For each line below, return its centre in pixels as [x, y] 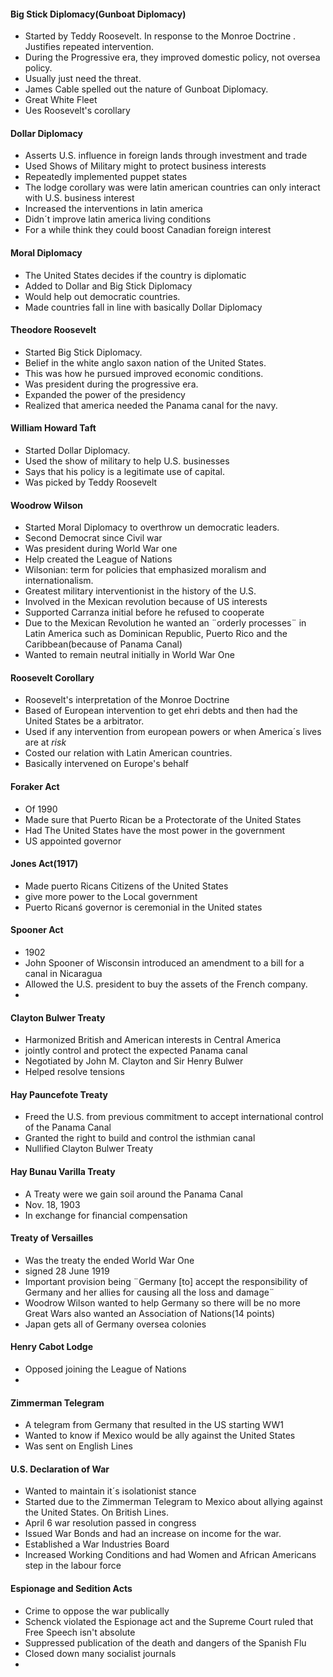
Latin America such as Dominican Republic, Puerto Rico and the [156, 634]
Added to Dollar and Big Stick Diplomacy [108, 286]
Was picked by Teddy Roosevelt [91, 482]
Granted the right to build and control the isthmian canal [140, 1138]
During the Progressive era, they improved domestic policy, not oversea [172, 57]
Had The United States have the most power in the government [155, 830]
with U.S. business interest [79, 198]
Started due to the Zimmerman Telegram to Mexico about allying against [173, 1502]
